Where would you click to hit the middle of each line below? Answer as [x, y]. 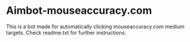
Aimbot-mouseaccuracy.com [79, 11]
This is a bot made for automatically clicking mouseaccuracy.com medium [96, 26]
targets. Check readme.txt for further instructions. [66, 32]
